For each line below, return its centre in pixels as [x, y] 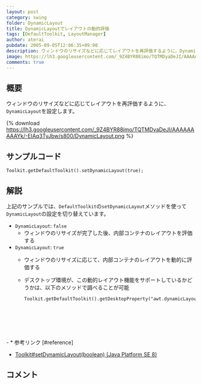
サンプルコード [34, 156]
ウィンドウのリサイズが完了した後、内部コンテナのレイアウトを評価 [108, 233]
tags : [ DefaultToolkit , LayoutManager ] [56, 34]
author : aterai [25, 40]
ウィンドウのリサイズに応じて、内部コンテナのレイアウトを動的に [106, 259]
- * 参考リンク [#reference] [40, 342]
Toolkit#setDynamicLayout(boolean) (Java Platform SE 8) [86, 354]
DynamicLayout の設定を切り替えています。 [58, 214]
